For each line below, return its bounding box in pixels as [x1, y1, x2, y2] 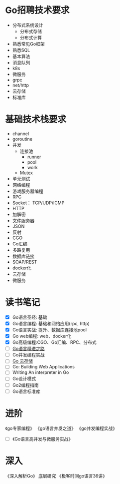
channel [12, 131, 29, 137]
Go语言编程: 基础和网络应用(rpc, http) [12, 320, 90, 326]
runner [27, 154, 41, 160]
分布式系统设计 [12, 22, 43, 28]
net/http [12, 82, 29, 88]
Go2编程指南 [12, 382, 39, 388]
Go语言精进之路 [12, 346, 45, 352]
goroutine [12, 136, 32, 142]
